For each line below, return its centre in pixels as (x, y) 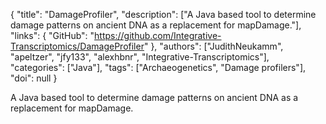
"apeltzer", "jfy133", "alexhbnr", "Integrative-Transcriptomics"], (140, 57)
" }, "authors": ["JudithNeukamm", (213, 46)
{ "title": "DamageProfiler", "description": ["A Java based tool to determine (163, 14)
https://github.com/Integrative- (158, 35)
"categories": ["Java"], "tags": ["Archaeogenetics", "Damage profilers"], (158, 67)
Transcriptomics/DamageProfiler (77, 46)
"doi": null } (34, 78)
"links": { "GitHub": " (52, 35)
